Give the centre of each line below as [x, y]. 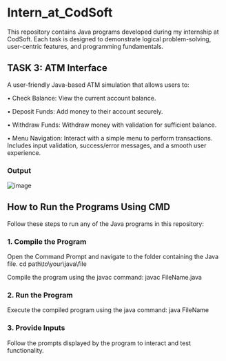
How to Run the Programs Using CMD [89, 207]
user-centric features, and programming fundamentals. [85, 46]
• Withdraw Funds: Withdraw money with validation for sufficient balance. [112, 125]
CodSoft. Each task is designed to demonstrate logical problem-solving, [109, 39]
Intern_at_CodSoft [60, 13]
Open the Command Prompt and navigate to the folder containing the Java [113, 257]
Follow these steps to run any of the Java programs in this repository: [106, 224]
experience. [24, 152]
